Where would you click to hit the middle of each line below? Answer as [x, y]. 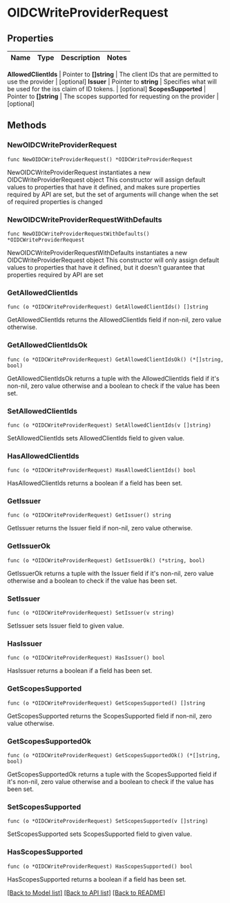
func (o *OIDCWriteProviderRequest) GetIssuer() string [89, 515]
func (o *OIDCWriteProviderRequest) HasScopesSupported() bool [100, 866]
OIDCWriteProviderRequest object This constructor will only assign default [113, 260]
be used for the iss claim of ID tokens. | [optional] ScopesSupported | [106, 89]
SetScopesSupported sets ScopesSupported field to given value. [99, 834]
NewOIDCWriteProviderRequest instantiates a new [79, 172]
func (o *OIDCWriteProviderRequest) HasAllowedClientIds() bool [102, 471]
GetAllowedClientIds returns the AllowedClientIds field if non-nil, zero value [114, 320]
